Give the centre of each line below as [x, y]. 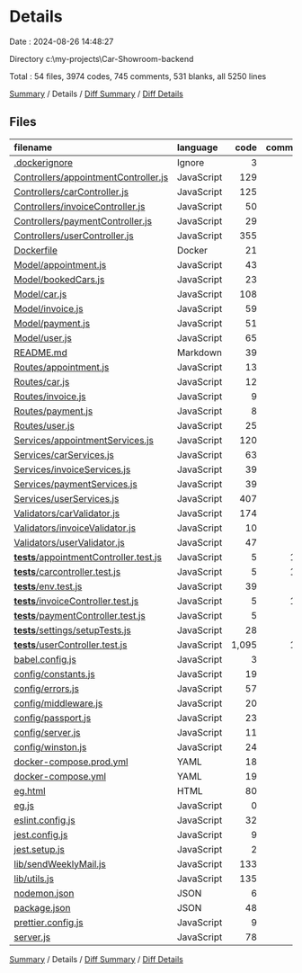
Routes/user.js [44, 425]
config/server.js [47, 732]
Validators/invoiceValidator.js [75, 528]
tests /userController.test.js [71, 645]
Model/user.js [43, 337]
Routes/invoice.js [50, 396]
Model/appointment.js [60, 264]
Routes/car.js [42, 381]
